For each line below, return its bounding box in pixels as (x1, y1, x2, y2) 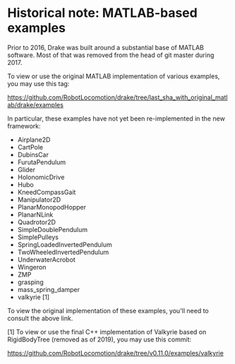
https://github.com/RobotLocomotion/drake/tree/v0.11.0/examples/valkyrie (7, 348, 224, 357)
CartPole (17, 142, 44, 151)
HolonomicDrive (17, 173, 65, 181)
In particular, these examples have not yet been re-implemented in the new (7, 114, 226, 123)
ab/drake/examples (7, 100, 64, 109)
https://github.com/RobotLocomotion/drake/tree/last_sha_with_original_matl (7, 93, 228, 102)
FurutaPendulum (17, 157, 66, 166)
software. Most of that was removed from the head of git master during (7, 51, 215, 59)
